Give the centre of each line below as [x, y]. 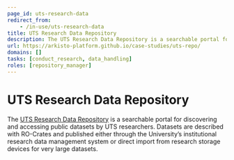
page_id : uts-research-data [48, 14]
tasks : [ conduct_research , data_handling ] [70, 59]
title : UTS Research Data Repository [62, 33]
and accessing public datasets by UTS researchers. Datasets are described [116, 127]
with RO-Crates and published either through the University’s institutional [112, 134]
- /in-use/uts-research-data [62, 26]
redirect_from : [29, 20]
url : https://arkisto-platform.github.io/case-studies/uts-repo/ [104, 46]
